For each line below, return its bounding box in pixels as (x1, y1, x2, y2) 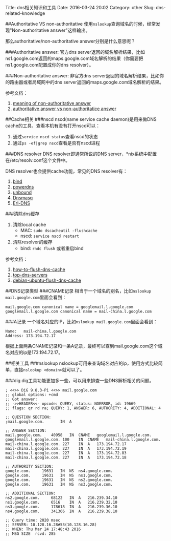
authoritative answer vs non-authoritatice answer (12, 106, 116, 112)
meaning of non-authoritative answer (12, 100, 91, 106)
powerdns (12, 184, 34, 190)
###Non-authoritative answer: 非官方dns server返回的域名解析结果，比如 (5, 73, 160, 78)
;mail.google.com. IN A (5, 419, 72, 424)
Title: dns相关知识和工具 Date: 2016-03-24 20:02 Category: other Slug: (5, 5, 155, 10)
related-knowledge (5, 10, 45, 16)
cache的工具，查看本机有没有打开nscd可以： (5, 122, 101, 129)
